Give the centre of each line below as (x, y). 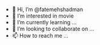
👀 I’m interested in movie (43, 16)
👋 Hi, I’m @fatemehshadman (48, 9)
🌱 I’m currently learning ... (44, 22)
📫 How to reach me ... (40, 36)
